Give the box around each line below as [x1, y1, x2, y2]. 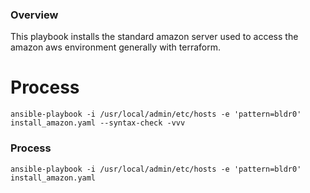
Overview [10, 8, 59, 22]
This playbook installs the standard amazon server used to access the [10, 31, 299, 43]
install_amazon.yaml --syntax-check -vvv [10, 118, 186, 128]
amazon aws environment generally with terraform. [10, 41, 221, 53]
